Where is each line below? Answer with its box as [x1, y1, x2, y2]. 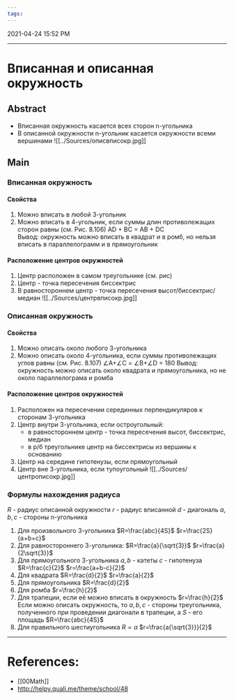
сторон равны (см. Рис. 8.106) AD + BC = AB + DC [17, 225, 165, 234]
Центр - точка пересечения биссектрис [17, 279, 136, 287]
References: [7, 654, 79, 670]
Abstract [7, 103, 47, 115]
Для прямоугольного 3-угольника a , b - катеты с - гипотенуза [17, 556, 203, 564]
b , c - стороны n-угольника [7, 513, 88, 521]
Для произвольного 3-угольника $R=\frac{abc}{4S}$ [17, 526, 175, 534]
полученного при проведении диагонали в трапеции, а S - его [17, 608, 203, 616]
